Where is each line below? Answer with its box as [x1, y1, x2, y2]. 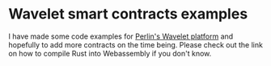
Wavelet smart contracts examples [8, 5, 248, 23]
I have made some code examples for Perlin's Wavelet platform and [8, 31, 234, 41]
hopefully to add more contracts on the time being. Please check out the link [8, 39, 263, 49]
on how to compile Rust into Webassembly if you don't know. [8, 48, 212, 58]
